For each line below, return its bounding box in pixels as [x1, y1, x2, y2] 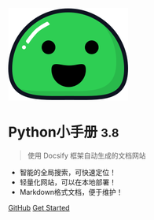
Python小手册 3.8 [8, 123, 119, 141]
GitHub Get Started [8, 203, 70, 212]
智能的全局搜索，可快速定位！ [19, 167, 116, 177]
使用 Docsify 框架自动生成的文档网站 [27, 151, 146, 160]
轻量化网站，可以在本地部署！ [19, 177, 116, 187]
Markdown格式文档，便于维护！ [19, 187, 123, 196]
